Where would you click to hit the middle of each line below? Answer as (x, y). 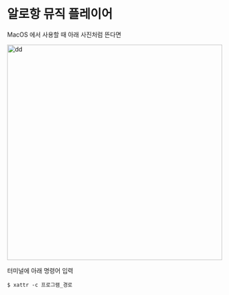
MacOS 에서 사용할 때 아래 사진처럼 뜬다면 (64, 34)
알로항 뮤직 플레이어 (60, 14)
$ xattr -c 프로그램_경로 (40, 285)
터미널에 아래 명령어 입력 (40, 270)
